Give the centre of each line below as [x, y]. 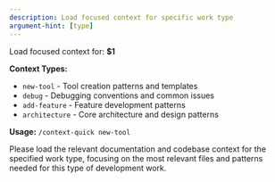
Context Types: [39, 69]
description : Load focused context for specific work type [121, 17]
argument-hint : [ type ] [51, 26]
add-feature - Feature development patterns [104, 104]
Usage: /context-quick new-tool [70, 131]
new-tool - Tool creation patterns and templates [110, 86]
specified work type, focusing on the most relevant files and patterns [136, 158]
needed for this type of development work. [88, 168]
